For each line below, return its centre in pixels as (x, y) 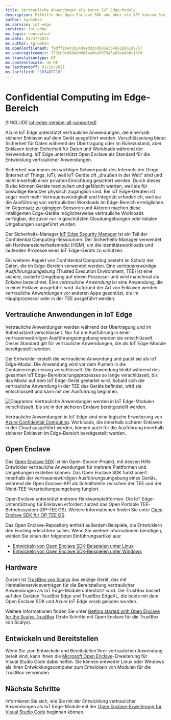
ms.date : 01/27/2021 (27, 39)
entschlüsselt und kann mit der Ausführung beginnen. (62, 391)
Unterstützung (20, 504)
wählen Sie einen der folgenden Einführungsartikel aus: (63, 536)
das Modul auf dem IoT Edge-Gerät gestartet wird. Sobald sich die (75, 381)
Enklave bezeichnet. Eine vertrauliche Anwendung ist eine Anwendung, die (84, 282)
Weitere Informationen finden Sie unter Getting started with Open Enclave (83, 611)
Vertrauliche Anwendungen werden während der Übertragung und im (78, 327)
